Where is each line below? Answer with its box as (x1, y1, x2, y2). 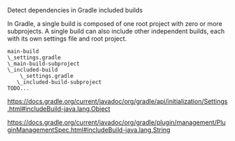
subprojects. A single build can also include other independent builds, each (7, 27, 225, 35)
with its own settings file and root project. (7, 34, 128, 43)
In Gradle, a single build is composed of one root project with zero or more (7, 20, 222, 27)
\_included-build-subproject (16, 79, 102, 86)
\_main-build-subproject (7, 60, 80, 67)
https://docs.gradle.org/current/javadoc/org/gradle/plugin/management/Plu (7, 119, 226, 126)
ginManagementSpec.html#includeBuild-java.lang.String (7, 126, 170, 134)
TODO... (7, 85, 30, 92)
